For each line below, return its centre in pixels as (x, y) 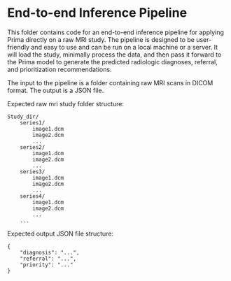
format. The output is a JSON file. (56, 90)
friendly (19, 47)
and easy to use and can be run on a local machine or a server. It (125, 47)
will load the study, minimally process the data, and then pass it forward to (114, 55)
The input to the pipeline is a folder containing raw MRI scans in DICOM (110, 82)
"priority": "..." (47, 265)
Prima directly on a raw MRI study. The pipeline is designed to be (101, 39)
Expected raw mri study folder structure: (66, 103)
